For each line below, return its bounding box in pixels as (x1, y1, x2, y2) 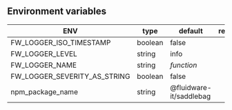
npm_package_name (10, 86, 78, 96)
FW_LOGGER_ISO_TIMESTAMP (10, 37, 111, 47)
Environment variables (7, 6, 107, 17)
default (178, 26, 204, 35)
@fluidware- (170, 82, 212, 92)
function (170, 60, 197, 70)
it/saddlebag (170, 91, 211, 101)
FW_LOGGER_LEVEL (10, 48, 77, 58)
